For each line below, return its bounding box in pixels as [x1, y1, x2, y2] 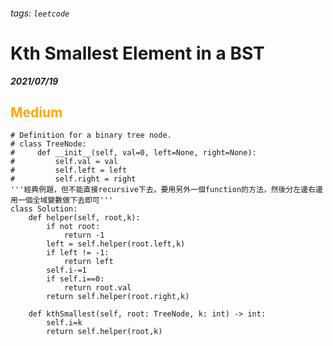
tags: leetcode [10, 7, 70, 19]
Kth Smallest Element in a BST [10, 42, 265, 64]
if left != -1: [46, 248, 110, 258]
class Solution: [10, 204, 78, 214]
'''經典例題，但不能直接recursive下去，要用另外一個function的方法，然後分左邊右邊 [10, 185, 323, 195]
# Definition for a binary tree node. [10, 130, 172, 141]
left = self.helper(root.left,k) [46, 239, 186, 249]
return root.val [63, 283, 132, 293]
